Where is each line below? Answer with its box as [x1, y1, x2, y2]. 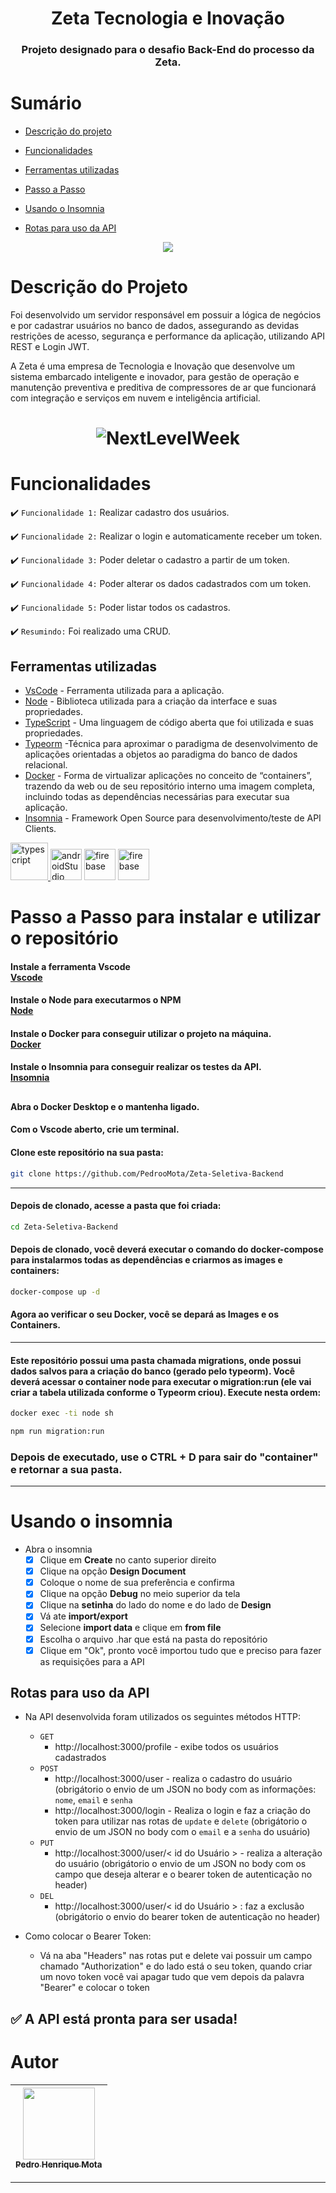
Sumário [10, 92, 82, 115]
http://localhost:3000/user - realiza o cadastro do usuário [54, 1773, 293, 1785]
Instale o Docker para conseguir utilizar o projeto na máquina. [10, 1027, 272, 1039]
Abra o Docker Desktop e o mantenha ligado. [10, 1100, 200, 1112]
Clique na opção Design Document [39, 1565, 187, 1577]
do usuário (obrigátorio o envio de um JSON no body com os [54, 1858, 307, 1870]
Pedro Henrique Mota [15, 2158, 103, 2170]
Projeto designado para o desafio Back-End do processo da [21, 43, 315, 57]
